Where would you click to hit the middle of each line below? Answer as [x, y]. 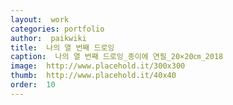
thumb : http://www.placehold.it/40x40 [93, 76]
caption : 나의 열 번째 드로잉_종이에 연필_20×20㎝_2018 [117, 57]
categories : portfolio [57, 29]
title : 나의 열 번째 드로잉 [62, 47]
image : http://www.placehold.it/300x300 [98, 66]
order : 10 [33, 85]
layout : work [40, 19]
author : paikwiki [48, 38]
